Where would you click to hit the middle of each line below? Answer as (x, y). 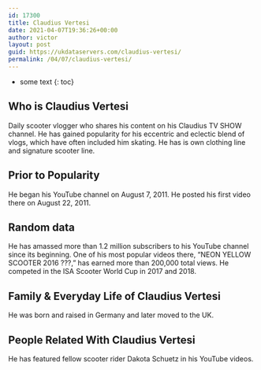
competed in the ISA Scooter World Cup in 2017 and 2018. (103, 272)
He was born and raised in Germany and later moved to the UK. (111, 315)
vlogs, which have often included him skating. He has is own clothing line (127, 142)
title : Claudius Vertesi (49, 23)
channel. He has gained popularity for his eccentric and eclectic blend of (127, 134)
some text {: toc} (47, 81)
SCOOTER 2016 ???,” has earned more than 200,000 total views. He (119, 263)
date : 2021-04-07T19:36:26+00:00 (63, 30)
